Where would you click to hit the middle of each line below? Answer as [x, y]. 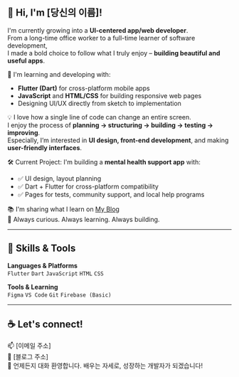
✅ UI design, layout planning [59, 178]
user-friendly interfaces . [45, 147]
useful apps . [26, 60]
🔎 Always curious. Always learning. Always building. [84, 219]
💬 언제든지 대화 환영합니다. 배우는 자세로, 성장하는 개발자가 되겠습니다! [105, 366]
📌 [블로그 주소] [28, 357]
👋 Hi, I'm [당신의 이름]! [55, 13]
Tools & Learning [33, 287]
